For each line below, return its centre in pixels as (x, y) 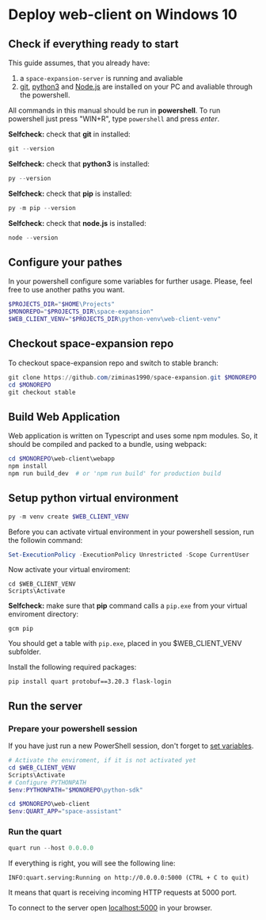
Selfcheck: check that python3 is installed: (79, 163)
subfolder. (25, 652)
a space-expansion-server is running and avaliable (101, 78)
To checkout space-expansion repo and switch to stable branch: (114, 363)
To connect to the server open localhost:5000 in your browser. (110, 908)
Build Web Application (64, 416)
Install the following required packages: (72, 667)
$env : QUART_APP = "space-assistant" (65, 811)
